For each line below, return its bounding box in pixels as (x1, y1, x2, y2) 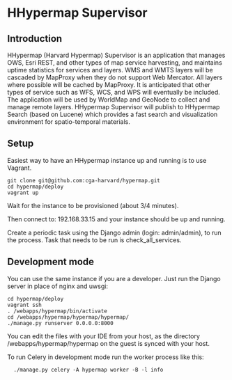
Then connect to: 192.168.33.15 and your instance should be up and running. (7, 214, 226, 223)
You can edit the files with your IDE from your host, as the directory (7, 332, 201, 340)
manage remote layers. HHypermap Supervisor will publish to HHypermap (7, 103, 220, 111)
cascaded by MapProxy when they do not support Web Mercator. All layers (7, 73, 223, 81)
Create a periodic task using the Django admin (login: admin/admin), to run (7, 228, 222, 237)
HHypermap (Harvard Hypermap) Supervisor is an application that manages (7, 51, 226, 59)
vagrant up (7, 189, 39, 196)
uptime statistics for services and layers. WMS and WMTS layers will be (7, 66, 214, 74)
